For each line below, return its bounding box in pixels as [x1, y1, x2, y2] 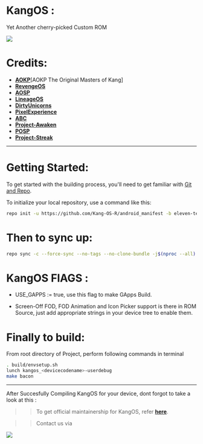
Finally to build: [6, 330, 85, 344]
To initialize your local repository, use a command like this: [6, 199, 152, 206]
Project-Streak [14, 134, 53, 141]
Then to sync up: [6, 231, 93, 245]
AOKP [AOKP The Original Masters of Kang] [14, 76, 124, 83]
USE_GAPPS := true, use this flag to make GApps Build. [14, 291, 152, 298]
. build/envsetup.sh [6, 362, 59, 368]
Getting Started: [6, 161, 89, 175]
